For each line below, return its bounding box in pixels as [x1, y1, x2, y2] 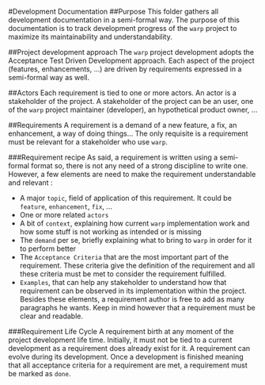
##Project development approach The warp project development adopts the [8, 48, 255, 56]
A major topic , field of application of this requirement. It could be [19, 194, 232, 202]
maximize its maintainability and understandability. [8, 32, 172, 41]
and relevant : [8, 178, 53, 187]
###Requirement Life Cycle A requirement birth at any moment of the [8, 327, 234, 336]
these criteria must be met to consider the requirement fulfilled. [19, 269, 227, 279]
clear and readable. [19, 311, 83, 321]
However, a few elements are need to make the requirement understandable [8, 170, 256, 179]
